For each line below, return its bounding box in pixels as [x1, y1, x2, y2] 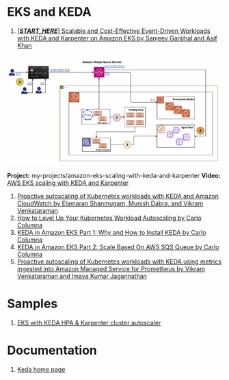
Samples [7, 296, 58, 312]
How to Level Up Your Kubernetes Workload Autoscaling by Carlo [16, 214, 202, 223]
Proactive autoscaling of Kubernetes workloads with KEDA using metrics [16, 257, 222, 266]
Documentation [7, 343, 98, 358]
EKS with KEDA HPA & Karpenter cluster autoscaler [16, 319, 161, 327]
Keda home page [16, 366, 66, 374]
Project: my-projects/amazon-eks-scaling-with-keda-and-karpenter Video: [7, 172, 221, 180]
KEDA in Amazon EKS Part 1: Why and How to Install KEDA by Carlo [16, 229, 206, 237]
